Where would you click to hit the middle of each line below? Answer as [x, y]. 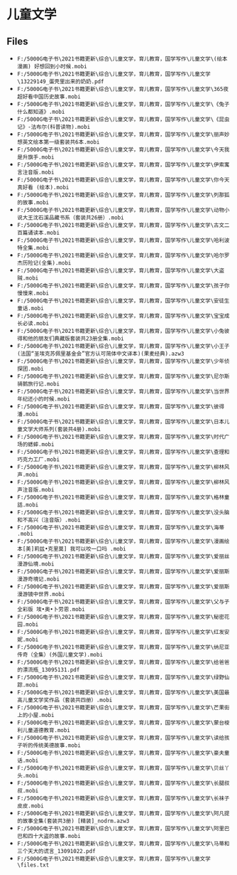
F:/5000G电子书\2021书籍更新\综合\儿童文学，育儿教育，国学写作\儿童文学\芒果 [121, 708]
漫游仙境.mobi [35, 564]
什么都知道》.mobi [41, 112]
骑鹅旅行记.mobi [38, 384]
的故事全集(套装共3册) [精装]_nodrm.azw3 [73, 821]
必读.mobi [36, 324]
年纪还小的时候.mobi [43, 399]
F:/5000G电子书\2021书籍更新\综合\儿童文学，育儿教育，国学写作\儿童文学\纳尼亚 [123, 647]
